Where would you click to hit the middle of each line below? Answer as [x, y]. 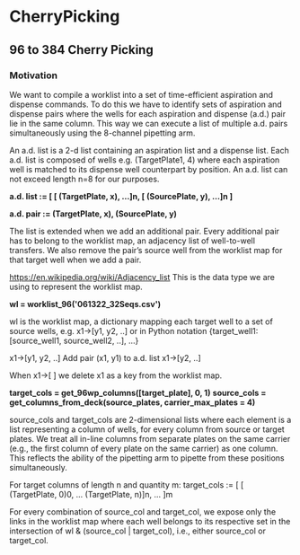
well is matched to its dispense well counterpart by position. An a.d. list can [149, 169]
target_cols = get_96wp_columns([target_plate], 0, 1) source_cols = [138, 392]
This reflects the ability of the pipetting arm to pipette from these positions [147, 458]
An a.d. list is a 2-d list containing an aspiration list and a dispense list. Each [149, 150]
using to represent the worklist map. [76, 286]
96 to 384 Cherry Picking [82, 50]
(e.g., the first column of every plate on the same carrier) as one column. [144, 448]
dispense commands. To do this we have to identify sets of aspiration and [146, 104]
